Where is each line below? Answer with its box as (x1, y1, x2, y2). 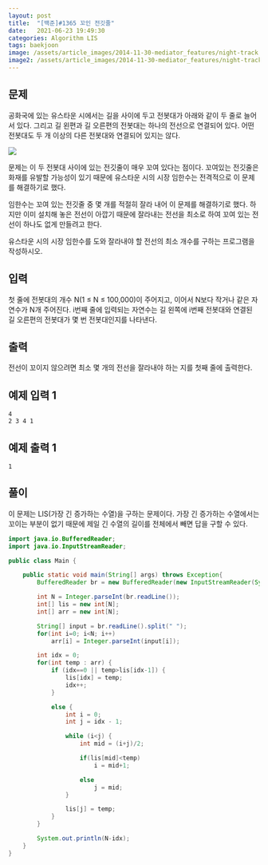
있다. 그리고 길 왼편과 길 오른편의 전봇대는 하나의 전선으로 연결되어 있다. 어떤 (16, 121, 255, 130)
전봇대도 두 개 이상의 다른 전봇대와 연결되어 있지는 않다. (8, 130, 181, 140)
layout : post (8, 11, 52, 20)
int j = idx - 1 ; (65, 718, 124, 726)
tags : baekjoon (8, 42, 59, 50)
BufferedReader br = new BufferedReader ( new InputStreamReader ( (37, 578, 255, 587)
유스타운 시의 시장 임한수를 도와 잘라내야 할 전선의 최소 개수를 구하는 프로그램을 (8, 236, 255, 246)
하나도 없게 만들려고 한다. (22, 219, 102, 228)
